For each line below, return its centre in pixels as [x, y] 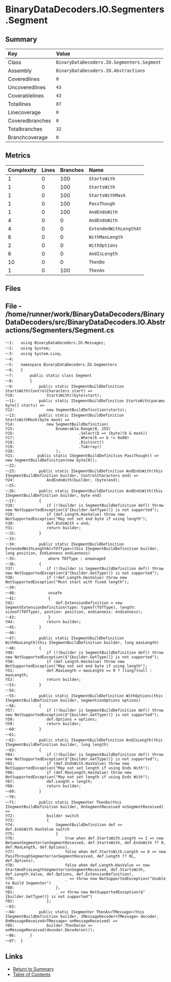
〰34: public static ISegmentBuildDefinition [65, 544]
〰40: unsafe [34, 593]
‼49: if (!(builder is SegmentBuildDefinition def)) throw [84, 653]
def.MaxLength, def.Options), [38, 848]
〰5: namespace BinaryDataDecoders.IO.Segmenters [61, 365]
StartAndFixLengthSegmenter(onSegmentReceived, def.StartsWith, [75, 870]
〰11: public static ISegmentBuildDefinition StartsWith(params [85, 401]
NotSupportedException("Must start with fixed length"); [67, 582]
